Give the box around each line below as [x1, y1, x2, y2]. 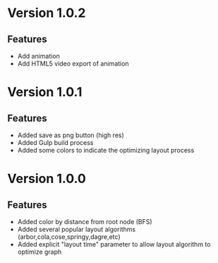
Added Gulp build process [17, 139, 94, 146]
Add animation [17, 52, 60, 60]
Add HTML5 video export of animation [17, 59, 129, 68]
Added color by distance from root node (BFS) [17, 218, 153, 226]
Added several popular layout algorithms [17, 225, 136, 233]
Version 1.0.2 [7, 5, 86, 21]
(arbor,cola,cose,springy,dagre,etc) [17, 233, 121, 241]
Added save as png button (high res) [17, 131, 125, 139]
